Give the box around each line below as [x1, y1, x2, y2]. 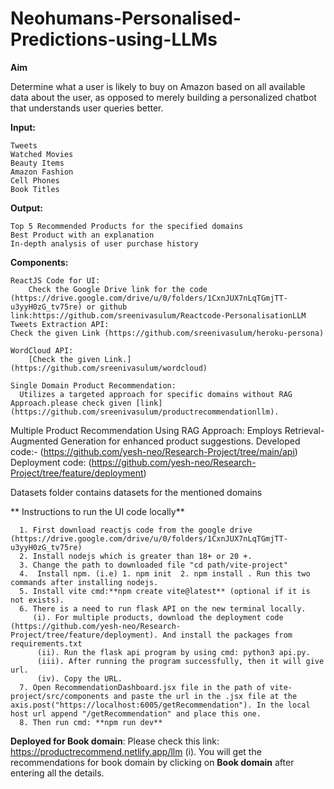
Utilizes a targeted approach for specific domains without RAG [19, 389, 293, 399]
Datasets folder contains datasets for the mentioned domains [10, 486, 263, 498]
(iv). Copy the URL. [36, 673, 123, 684]
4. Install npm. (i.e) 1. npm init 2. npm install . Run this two [19, 568, 311, 579]
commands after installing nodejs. [10, 577, 159, 587]
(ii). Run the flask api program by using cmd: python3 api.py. [36, 647, 311, 657]
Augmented [10, 435, 59, 447]
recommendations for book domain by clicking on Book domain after [10, 756, 295, 768]
